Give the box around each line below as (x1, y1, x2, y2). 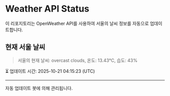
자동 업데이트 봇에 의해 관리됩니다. (5, 85, 73, 91)
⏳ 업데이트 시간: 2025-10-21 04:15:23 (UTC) (5, 68, 95, 74)
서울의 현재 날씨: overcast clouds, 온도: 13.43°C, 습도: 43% (17, 57, 138, 63)
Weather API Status (5, 3, 90, 15)
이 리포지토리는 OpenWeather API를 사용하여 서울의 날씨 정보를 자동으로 (5, 20, 149, 26)
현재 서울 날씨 (5, 43, 46, 52)
